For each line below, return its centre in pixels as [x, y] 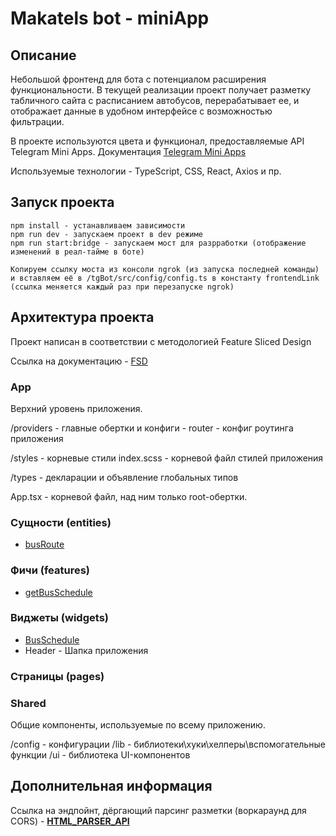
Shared [28, 703]
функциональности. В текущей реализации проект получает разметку [161, 90]
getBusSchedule [58, 592]
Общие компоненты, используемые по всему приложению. [138, 725]
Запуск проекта [62, 202]
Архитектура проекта [82, 317]
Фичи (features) [50, 570]
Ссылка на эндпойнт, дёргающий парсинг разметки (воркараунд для [158, 810]
